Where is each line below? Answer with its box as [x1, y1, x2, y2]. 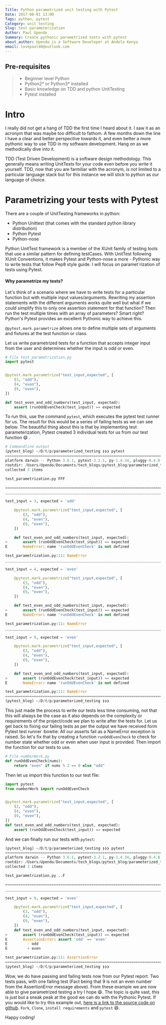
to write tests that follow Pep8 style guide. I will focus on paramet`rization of [5, 261, 161, 268]
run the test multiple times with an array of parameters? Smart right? [5, 310, 144, 316]
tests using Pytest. [5, 267, 43, 273]
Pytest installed [24, 91, 56, 97]
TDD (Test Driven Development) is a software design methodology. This [5, 156, 152, 162]
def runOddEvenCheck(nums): [5, 758, 63, 763]
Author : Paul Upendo [5, 30, 48, 35]
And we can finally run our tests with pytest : [5, 836, 95, 842]
